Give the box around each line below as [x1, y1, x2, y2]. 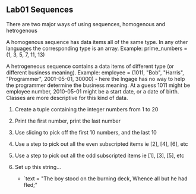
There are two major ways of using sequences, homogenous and [6, 20, 166, 27]
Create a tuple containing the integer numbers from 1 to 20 [14, 105, 159, 112]
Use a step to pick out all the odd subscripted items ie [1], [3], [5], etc [14, 152, 185, 159]
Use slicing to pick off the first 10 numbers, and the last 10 [14, 129, 157, 136]
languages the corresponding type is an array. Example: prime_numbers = [6, 45, 188, 52]
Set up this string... [14, 163, 61, 170]
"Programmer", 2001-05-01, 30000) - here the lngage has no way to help [6, 75, 185, 82]
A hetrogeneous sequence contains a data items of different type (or [6, 62, 174, 70]
